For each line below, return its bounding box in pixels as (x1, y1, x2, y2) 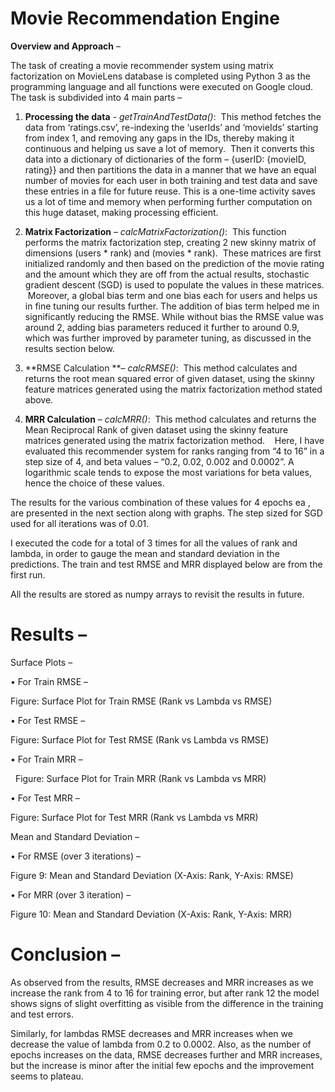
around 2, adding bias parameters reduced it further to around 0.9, (24, 321, 300, 333)
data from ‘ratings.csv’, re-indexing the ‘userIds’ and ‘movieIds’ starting (24, 121, 319, 133)
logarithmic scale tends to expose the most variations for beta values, (24, 466, 312, 478)
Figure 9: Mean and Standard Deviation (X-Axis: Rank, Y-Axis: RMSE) (10, 869, 294, 881)
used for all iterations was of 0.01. (10, 517, 150, 529)
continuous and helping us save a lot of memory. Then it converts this (24, 142, 315, 154)
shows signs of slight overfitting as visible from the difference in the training (10, 997, 324, 1009)
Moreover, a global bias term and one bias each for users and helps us (27, 289, 318, 301)
